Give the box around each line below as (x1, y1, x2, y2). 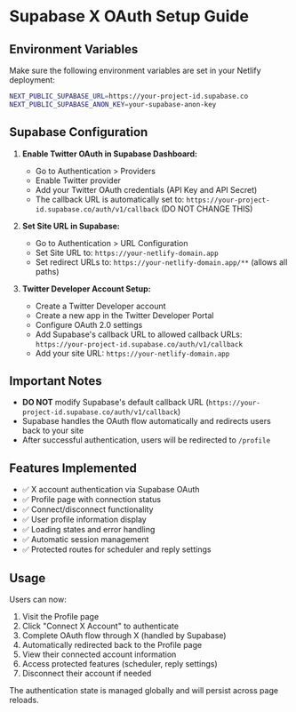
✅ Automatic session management (21, 534, 149, 545)
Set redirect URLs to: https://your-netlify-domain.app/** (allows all (35, 256, 288, 268)
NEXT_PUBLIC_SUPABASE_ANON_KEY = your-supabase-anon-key (9, 100, 217, 108)
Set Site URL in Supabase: (21, 220, 120, 231)
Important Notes (9, 373, 102, 388)
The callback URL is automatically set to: (35, 194, 185, 204)
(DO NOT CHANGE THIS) (161, 203, 253, 214)
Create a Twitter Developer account (35, 300, 166, 311)
